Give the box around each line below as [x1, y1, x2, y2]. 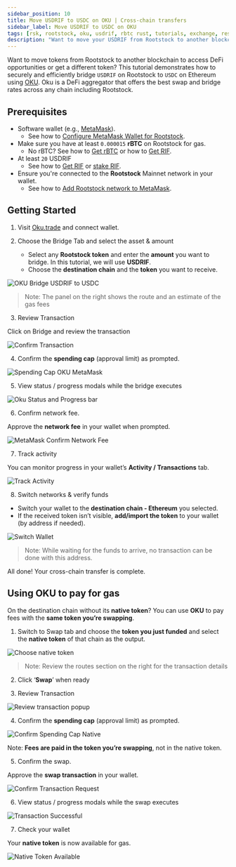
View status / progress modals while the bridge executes [17, 381, 183, 390]
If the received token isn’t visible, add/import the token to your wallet [17, 511, 219, 519]
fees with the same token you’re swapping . [7, 614, 135, 622]
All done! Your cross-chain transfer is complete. [7, 567, 146, 576]
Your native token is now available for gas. [7, 838, 131, 847]
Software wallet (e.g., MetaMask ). [17, 124, 116, 133]
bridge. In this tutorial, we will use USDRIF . [27, 258, 152, 266]
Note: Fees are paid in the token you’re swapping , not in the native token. [7, 743, 223, 752]
